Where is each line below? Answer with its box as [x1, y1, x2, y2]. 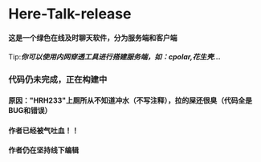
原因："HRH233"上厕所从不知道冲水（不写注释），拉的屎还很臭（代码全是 [8, 95, 253, 105]
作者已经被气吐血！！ [8, 125, 79, 135]
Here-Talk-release [8, 5, 132, 23]
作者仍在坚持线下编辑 [8, 145, 79, 155]
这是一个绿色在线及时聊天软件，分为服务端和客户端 [8, 33, 177, 43]
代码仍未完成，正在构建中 [8, 74, 108, 85]
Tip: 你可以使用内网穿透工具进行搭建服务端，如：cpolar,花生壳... [8, 52, 221, 62]
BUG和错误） [8, 105, 52, 115]
